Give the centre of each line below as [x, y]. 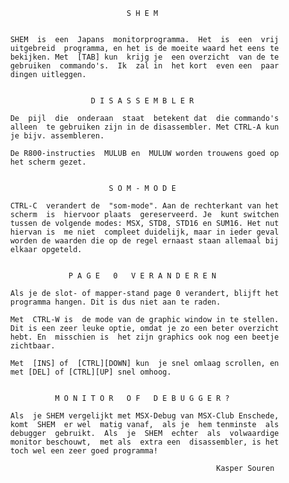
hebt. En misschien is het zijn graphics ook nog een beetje [144, 337]
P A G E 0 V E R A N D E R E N [142, 276]
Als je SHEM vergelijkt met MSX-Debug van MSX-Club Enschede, [144, 416]
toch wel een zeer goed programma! [84, 451]
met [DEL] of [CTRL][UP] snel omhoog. [90, 372]
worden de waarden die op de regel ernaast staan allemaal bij [144, 241]
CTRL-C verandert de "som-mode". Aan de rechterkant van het [144, 206]
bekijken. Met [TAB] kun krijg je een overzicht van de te [144, 57]
